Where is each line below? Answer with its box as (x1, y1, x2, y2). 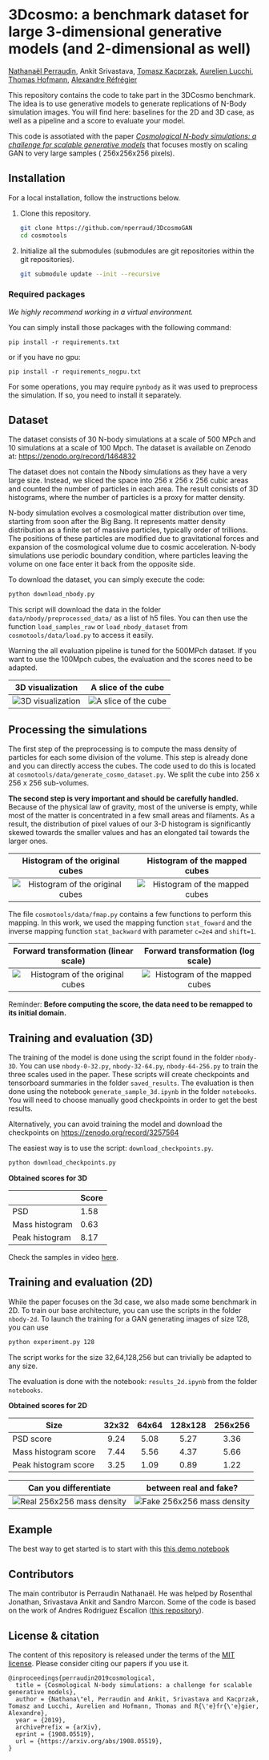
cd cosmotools (19, 231, 67, 240)
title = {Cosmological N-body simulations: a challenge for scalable (15, 1681, 252, 1689)
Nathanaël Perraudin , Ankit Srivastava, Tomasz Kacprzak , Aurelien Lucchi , (8, 66, 254, 75)
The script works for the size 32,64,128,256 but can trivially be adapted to (8, 1352, 252, 1362)
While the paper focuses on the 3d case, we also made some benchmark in (8, 1297, 258, 1306)
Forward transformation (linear (13, 946, 134, 957)
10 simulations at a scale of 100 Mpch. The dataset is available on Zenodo (8, 443, 251, 453)
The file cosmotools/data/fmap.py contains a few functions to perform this (8, 910, 252, 919)
